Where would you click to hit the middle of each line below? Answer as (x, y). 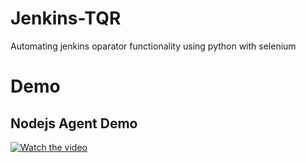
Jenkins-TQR (66, 18)
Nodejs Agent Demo (74, 123)
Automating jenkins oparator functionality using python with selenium (153, 46)
